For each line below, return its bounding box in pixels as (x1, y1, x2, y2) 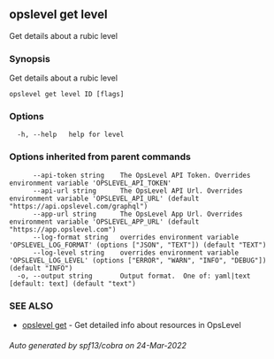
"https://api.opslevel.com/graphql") (9, 202, 148, 210)
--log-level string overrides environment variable (32, 248, 240, 257)
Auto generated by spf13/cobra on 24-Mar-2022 (9, 340, 187, 350)
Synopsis (9, 52, 50, 65)
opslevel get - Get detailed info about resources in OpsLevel (21, 320, 241, 330)
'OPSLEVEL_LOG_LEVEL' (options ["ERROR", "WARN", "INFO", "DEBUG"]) (9, 256, 267, 264)
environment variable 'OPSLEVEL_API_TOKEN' (9, 179, 172, 187)
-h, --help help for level (17, 130, 125, 140)
